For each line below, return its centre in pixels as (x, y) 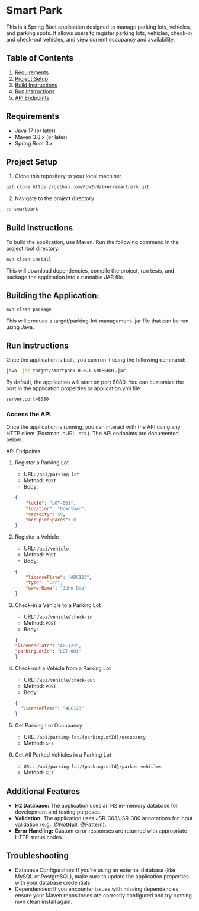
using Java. (20, 327)
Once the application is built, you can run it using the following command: (96, 360)
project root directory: (33, 248)
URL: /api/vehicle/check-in (58, 617)
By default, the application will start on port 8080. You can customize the (95, 382)
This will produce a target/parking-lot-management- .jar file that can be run (97, 321)
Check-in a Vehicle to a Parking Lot (58, 605)
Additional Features (43, 791)
